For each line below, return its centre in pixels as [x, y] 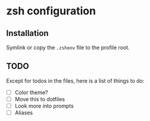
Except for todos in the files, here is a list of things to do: [75, 81]
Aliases [24, 113]
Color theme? [31, 92]
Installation [27, 33]
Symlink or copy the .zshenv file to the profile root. [68, 47]
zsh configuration [51, 11]
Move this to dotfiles [40, 99]
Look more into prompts [44, 105]
